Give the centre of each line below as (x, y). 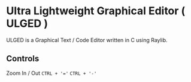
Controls (23, 59)
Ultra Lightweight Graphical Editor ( (96, 11)
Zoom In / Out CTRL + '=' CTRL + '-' (51, 73)
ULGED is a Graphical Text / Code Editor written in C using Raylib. (87, 40)
